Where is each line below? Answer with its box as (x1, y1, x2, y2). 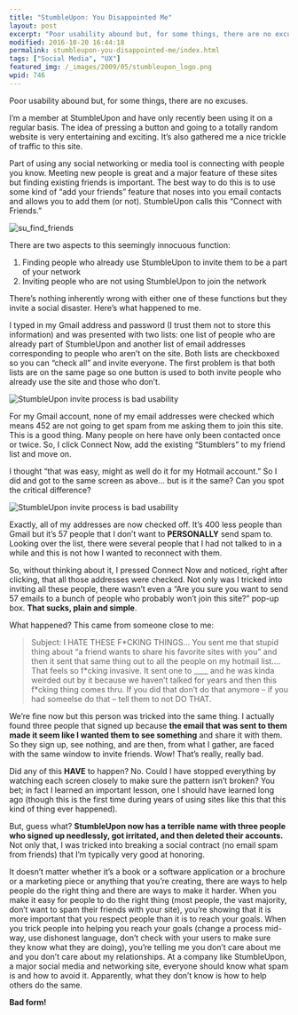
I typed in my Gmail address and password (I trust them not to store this (9, 319, 271, 330)
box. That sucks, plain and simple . (9, 602, 137, 613)
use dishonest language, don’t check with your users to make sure (27, 932, 271, 943)
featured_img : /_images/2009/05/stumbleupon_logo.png (9, 63, 213, 72)
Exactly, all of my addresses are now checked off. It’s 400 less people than (9, 519, 282, 530)
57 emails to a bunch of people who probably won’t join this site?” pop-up (9, 593, 279, 603)
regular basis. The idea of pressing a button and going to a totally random (9, 122, 278, 132)
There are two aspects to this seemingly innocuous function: (9, 239, 231, 250)
